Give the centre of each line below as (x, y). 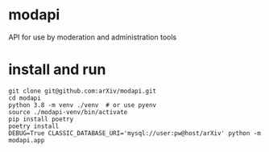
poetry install (34, 126)
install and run (57, 70)
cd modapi (25, 98)
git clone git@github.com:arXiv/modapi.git (83, 91)
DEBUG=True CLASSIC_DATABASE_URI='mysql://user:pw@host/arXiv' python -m (135, 133)
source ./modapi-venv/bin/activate (68, 112)
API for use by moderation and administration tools (93, 37)
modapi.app (27, 140)
